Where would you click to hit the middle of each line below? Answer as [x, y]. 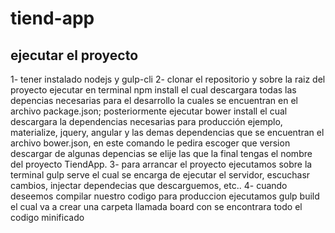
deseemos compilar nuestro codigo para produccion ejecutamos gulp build [165, 196]
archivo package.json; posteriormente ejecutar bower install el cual [149, 111]
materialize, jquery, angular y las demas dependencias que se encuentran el [167, 132]
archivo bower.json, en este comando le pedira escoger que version [150, 143]
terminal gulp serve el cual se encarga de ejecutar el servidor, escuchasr [160, 175]
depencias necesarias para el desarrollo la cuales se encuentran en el [154, 100]
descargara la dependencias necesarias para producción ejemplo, [146, 121]
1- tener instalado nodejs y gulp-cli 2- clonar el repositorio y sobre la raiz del [168, 79]
